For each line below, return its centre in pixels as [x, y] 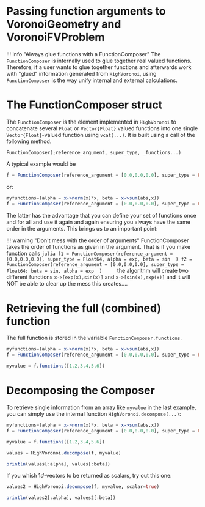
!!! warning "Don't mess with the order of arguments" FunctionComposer [98, 240]
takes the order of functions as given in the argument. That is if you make [99, 246]
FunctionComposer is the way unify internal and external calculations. [92, 80]
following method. [29, 141]
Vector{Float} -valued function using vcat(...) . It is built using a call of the [101, 135]
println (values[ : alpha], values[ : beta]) [59, 464]
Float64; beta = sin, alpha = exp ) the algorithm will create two [98, 270]
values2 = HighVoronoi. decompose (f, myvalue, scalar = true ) [83, 487]
